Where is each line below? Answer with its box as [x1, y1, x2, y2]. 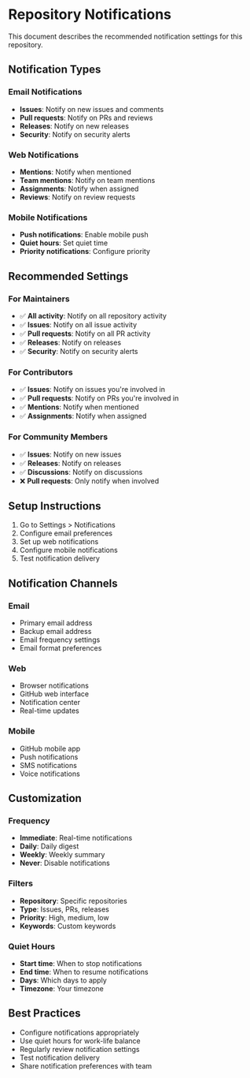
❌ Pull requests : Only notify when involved [19, 476, 160, 486]
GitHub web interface [19, 689, 90, 699]
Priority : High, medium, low [19, 912, 109, 922]
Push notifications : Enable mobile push [19, 230, 149, 240]
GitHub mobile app [19, 744, 81, 753]
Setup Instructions [8, 499, 101, 513]
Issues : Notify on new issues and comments [19, 104, 164, 114]
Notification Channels [8, 576, 118, 590]
